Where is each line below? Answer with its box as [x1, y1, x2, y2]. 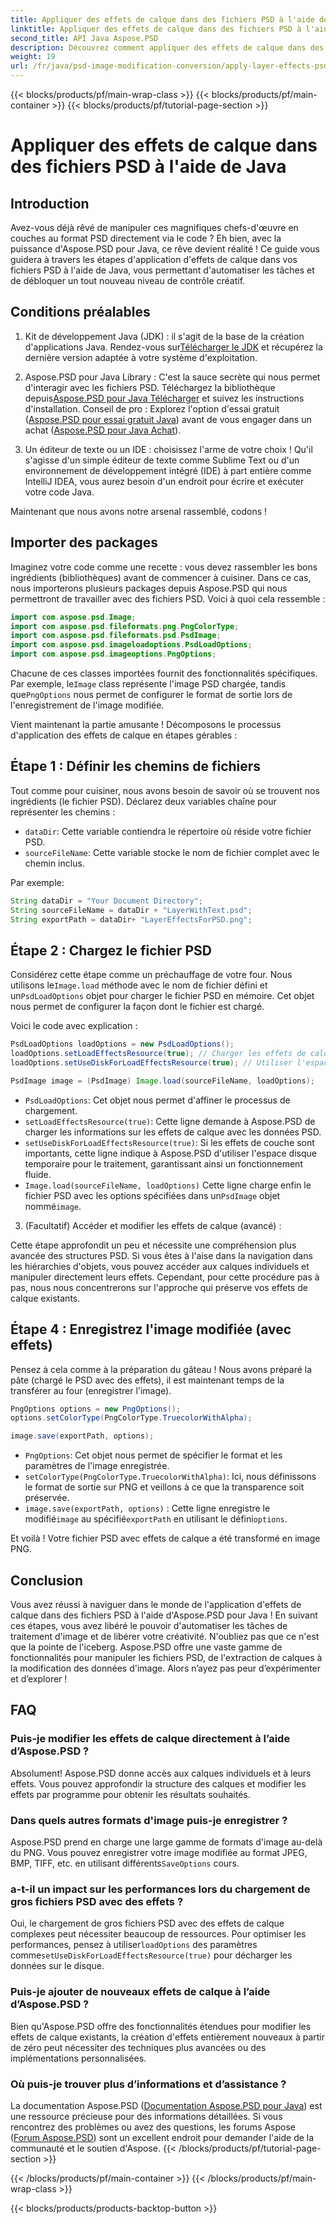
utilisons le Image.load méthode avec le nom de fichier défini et [10, 979, 268, 991]
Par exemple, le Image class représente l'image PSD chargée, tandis [10, 678, 287, 690]
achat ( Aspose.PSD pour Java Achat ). [24, 424, 182, 436]
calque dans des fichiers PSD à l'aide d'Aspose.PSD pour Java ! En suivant [10, 1609, 318, 1621]
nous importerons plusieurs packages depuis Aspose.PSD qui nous [10, 582, 288, 594]
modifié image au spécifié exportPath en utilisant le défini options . [24, 1513, 288, 1525]
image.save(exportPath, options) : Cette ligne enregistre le [24, 1502, 271, 1515]
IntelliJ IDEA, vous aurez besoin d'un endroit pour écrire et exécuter [24, 475, 305, 487]
